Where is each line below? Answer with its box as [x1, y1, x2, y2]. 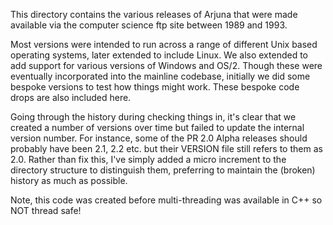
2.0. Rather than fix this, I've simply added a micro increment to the [10, 154, 287, 165]
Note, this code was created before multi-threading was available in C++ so [10, 194, 323, 206]
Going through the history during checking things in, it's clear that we [10, 111, 297, 123]
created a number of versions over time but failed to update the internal [10, 122, 305, 133]
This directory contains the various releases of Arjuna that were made [10, 9, 298, 20]
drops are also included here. [10, 92, 132, 103]
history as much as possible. [10, 175, 128, 186]
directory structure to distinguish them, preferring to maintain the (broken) [10, 164, 316, 176]
